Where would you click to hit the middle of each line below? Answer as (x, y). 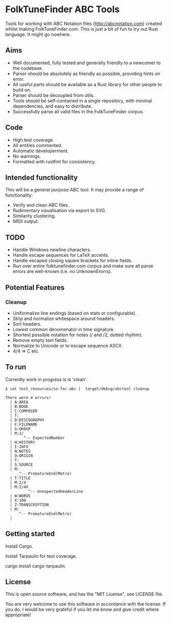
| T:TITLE (20, 478)
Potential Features (35, 288)
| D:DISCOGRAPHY (27, 420)
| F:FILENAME (24, 425)
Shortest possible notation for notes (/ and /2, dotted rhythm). (78, 335)
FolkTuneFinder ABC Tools (63, 9)
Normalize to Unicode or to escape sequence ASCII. (67, 345)
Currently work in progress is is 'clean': (46, 379)
